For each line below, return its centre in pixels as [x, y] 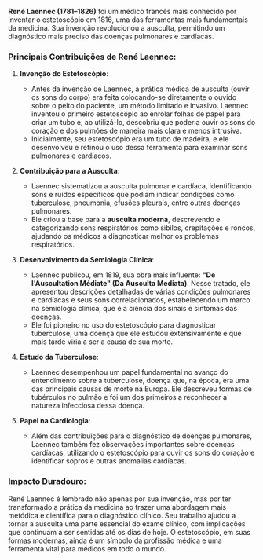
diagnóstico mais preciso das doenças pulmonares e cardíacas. [111, 36]
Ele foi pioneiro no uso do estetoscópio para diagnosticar [124, 325]
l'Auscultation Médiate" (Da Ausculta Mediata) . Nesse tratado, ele [141, 284]
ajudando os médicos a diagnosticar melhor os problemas [125, 236]
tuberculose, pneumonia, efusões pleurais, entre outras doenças [136, 203]
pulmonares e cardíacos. [71, 156]
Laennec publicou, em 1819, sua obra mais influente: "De [123, 275]
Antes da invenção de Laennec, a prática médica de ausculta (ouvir [140, 89]
